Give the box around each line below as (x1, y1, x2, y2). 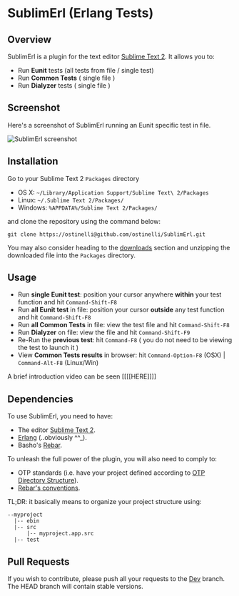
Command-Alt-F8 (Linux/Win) (17, 359, 99, 367)
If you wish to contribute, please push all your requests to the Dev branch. (7, 575, 225, 583)
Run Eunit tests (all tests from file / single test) (17, 66, 154, 74)
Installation (7, 155, 59, 168)
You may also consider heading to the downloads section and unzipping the (7, 243, 230, 252)
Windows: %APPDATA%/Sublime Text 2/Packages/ (17, 203, 158, 212)
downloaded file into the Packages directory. (7, 251, 136, 260)
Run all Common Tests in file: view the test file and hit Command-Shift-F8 (17, 321, 230, 329)
